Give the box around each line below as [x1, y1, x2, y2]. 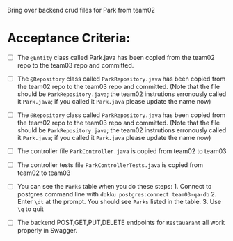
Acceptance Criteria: [7, 31, 131, 46]
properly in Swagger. [17, 226, 78, 235]
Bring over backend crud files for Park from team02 [7, 6, 155, 14]
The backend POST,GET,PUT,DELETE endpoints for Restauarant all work [17, 219, 225, 227]
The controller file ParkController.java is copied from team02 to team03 [17, 147, 227, 155]
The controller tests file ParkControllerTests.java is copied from [17, 161, 204, 169]
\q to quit [17, 205, 44, 213]
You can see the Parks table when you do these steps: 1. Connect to [17, 182, 212, 191]
